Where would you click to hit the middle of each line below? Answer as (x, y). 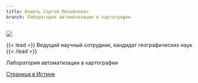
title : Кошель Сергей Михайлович (47, 11)
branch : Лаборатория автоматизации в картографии (69, 17)
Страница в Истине (31, 74)
